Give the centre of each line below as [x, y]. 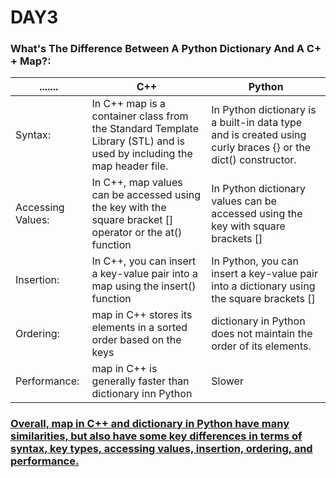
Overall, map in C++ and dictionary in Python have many [150, 424]
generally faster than [140, 381]
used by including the [142, 154]
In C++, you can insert [144, 261]
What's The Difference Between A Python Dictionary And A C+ [166, 49]
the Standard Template [145, 129]
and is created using [259, 135]
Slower [227, 381]
